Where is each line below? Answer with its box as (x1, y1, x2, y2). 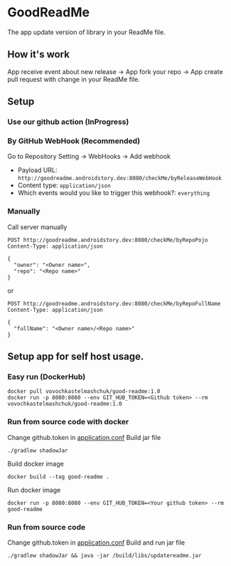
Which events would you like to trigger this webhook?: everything (17, 189, 210, 197)
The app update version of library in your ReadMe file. (7, 28, 166, 36)
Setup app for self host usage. (7, 350, 144, 363)
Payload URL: (17, 166, 58, 174)
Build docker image (7, 459, 64, 468)
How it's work (7, 48, 70, 61)
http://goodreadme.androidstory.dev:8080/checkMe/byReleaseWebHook (17, 175, 222, 182)
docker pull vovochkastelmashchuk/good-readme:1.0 (7, 388, 161, 395)
